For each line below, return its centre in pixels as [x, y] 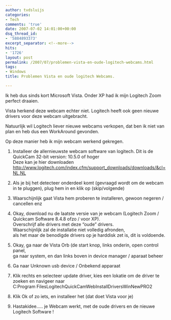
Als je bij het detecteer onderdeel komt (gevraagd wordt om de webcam [88, 183]
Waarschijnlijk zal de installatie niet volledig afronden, [69, 230]
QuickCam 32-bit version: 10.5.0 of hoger [56, 157]
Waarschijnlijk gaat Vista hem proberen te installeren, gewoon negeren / [88, 198]
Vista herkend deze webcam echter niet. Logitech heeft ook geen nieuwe [82, 111]
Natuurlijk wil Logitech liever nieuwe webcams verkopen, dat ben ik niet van [85, 126]
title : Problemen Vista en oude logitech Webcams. [60, 77]
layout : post [19, 57]
